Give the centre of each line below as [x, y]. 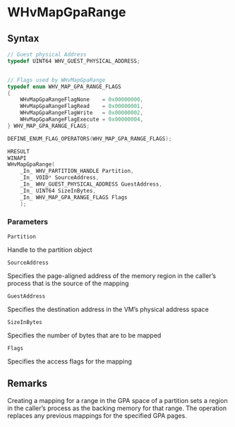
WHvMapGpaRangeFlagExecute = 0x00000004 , [82, 119]
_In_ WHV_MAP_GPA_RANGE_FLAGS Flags [74, 197]
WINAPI [17, 158]
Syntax [23, 38]
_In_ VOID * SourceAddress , [60, 178]
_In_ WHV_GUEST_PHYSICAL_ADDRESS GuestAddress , [91, 184]
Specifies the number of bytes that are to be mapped [84, 335]
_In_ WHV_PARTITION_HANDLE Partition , [77, 171]
